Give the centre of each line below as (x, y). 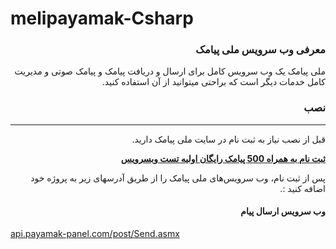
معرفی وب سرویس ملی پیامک (260, 50)
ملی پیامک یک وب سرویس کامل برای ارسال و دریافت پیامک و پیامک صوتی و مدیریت (170, 71)
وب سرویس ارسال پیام (283, 211)
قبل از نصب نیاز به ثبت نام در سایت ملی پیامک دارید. (228, 139)
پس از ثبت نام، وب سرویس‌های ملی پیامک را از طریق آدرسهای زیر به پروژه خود (178, 178)
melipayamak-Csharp (102, 18)
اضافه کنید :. (302, 188)
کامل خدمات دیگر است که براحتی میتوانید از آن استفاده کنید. (213, 82)
